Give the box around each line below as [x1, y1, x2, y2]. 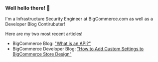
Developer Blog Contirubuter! [5, 21, 66, 27]
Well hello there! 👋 [5, 4, 50, 11]
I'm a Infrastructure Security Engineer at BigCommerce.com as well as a [5, 16, 154, 22]
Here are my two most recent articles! [5, 31, 83, 37]
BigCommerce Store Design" [12, 51, 72, 57]
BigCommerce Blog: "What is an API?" [12, 40, 91, 46]
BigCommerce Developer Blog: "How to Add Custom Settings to [12, 46, 144, 52]
